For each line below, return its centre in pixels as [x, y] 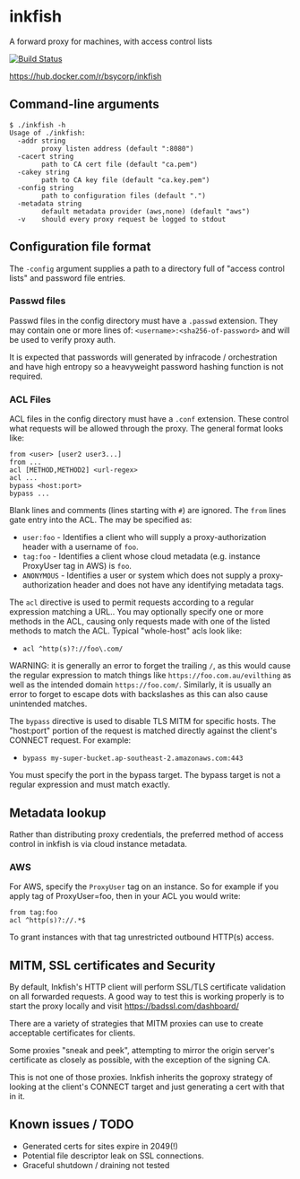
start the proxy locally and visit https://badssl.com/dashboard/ [124, 1006]
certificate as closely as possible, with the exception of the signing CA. [140, 1060]
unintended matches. [48, 704]
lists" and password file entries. [68, 278]
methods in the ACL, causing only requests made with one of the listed [140, 622]
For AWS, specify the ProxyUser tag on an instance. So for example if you [144, 886]
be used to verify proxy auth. [63, 339]
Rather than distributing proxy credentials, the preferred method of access [146, 834]
